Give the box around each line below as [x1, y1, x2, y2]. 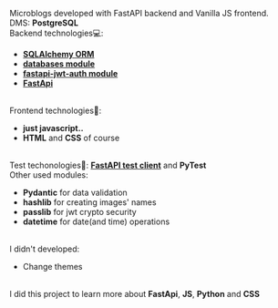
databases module [22, 58, 96, 69]
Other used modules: [9, 169, 88, 180]
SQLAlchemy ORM [22, 49, 95, 59]
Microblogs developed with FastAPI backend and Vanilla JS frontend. [9, 8, 269, 18]
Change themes [22, 262, 83, 272]
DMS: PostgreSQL [9, 17, 79, 28]
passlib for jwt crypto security [22, 207, 137, 217]
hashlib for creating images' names [22, 197, 157, 208]
